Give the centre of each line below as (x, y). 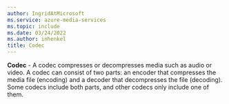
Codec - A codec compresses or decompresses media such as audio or (110, 65)
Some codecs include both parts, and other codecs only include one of (108, 87)
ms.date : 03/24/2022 (37, 33)
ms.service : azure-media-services (57, 20)
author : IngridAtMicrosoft (46, 13)
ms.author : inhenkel (37, 39)
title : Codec (26, 45)
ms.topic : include (33, 26)
